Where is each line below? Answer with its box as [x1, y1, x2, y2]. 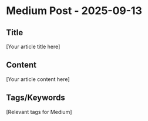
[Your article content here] [6, 75, 70, 83]
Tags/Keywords [6, 93, 66, 103]
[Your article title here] [6, 43, 60, 50]
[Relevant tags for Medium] [6, 108, 72, 115]
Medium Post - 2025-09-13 [6, 4, 142, 18]
